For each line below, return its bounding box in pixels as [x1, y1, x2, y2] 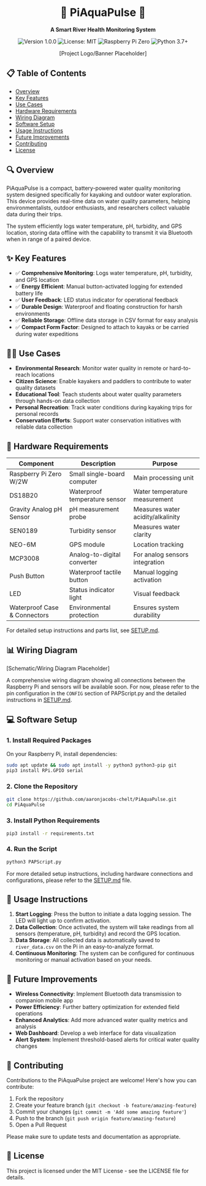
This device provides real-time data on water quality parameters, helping [6, 197, 191, 205]
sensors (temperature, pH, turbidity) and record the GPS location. [15, 930, 181, 937]
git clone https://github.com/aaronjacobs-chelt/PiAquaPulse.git [6, 796, 177, 802]
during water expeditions [15, 330, 78, 338]
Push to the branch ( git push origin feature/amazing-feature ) [15, 1115, 176, 1122]
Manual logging [133, 568, 178, 576]
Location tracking [133, 540, 184, 548]
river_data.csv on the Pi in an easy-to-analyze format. [15, 943, 154, 951]
